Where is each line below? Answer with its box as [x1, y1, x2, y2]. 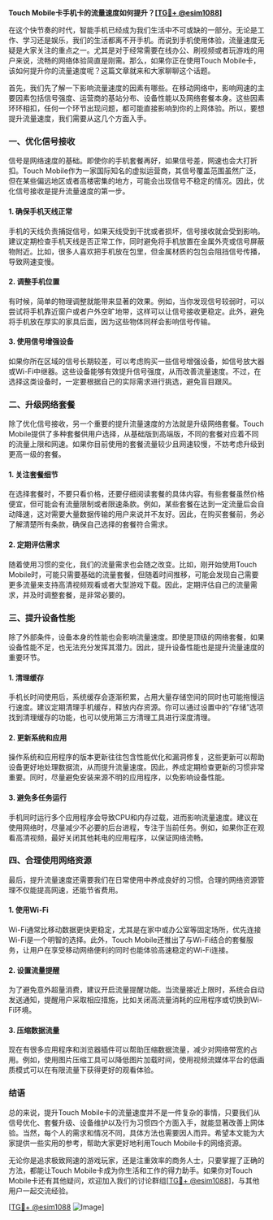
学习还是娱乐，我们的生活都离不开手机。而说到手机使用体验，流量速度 [22, 36, 258, 45]
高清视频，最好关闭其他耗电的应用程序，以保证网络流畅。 [15, 832, 208, 842]
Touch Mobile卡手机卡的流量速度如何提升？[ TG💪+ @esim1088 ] [8, 8, 223, 17]
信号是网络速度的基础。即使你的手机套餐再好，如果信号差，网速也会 [8, 156, 236, 166]
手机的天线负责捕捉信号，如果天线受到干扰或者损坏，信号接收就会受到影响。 [8, 226, 265, 236]
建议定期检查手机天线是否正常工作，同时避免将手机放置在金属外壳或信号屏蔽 [8, 236, 265, 246]
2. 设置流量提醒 [8, 965, 60, 975]
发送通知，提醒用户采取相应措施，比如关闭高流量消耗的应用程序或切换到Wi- [8, 995, 262, 1005]
